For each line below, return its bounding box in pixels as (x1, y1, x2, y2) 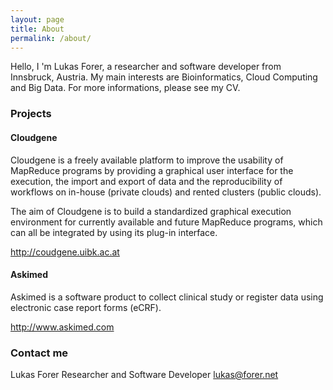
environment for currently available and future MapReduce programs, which (10, 216, 323, 228)
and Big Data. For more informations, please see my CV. (10, 82, 241, 94)
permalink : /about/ (10, 33, 92, 43)
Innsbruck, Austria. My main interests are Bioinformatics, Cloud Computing (10, 71, 318, 83)
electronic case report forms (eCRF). (10, 301, 162, 313)
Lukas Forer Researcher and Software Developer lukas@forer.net (10, 369, 279, 380)
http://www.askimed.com (10, 321, 115, 333)
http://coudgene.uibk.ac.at (10, 246, 120, 258)
